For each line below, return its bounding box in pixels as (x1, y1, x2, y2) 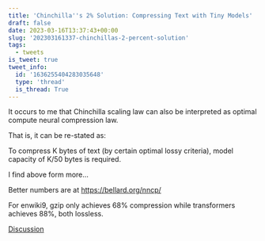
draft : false (8, 19, 51, 27)
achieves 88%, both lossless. (8, 209, 104, 219)
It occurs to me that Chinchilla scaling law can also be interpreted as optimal (8, 107, 257, 117)
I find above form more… (8, 170, 89, 179)
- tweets (15, 48, 44, 56)
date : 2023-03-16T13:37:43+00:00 (8, 26, 119, 34)
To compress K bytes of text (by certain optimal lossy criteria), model (8, 146, 233, 155)
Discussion (8, 224, 44, 234)
